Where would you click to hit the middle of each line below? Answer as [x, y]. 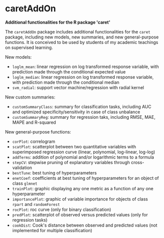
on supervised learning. [29, 47]
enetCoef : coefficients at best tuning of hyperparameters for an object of [85, 178]
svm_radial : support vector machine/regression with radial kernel [78, 87]
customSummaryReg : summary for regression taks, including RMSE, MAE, [84, 117]
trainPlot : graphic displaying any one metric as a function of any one [83, 188]
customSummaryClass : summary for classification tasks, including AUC [82, 106]
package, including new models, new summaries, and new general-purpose [82, 37]
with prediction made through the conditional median [66, 82]
